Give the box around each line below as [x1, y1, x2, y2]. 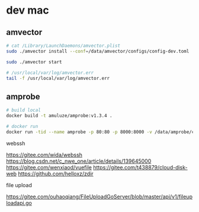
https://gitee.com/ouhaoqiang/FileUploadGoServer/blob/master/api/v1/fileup [6, 193, 192, 200]
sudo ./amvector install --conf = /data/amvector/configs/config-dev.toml [6, 48, 190, 54]
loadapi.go [6, 199, 33, 206]
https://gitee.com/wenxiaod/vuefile [6, 163, 92, 171]
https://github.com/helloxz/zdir [17, 170, 94, 177]
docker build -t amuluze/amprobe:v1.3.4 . [6, 113, 113, 119]
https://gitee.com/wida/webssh [6, 151, 83, 158]
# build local [6, 107, 41, 113]
